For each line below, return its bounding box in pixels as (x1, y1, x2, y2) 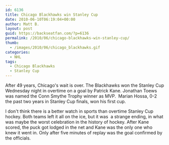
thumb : (5, 40, 19, 45)
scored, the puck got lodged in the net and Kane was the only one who (5, 124, 153, 130)
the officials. (5, 135, 31, 141)
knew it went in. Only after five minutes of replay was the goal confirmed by (5, 130, 162, 135)
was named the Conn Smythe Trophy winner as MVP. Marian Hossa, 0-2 (5, 93, 157, 99)
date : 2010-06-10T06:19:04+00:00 (5, 17, 76, 22)
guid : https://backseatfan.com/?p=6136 (5, 31, 89, 36)
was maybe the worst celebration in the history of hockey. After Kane (5, 119, 149, 125)
